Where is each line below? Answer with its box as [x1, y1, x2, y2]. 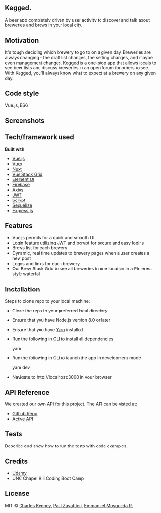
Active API [12, 416, 33, 422]
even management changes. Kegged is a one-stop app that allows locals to [5, 60, 157, 66]
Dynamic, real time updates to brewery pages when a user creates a [12, 250, 150, 256]
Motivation [5, 36, 39, 45]
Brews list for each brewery [12, 245, 68, 251]
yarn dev [12, 364, 30, 371]
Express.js [12, 207, 33, 213]
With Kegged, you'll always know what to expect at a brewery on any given [5, 70, 156, 76]
